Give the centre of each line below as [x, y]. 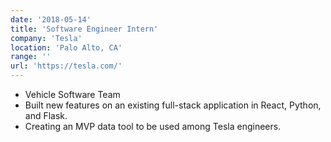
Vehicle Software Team [72, 94]
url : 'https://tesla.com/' [66, 66]
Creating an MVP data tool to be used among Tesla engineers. [153, 126]
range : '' [31, 57]
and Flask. [46, 115]
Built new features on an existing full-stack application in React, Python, [173, 105]
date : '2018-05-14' [51, 19]
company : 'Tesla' [46, 38]
